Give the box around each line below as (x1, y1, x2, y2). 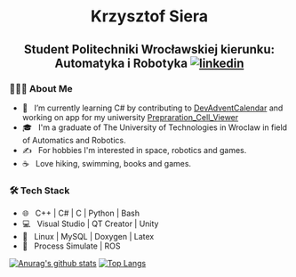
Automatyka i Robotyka (54, 55, 188, 70)
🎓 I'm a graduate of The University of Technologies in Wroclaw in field (21, 122, 287, 133)
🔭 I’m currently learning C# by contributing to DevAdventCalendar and (21, 102, 284, 113)
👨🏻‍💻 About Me (9, 82, 73, 94)
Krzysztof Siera (90, 6, 209, 27)
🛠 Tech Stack (9, 184, 70, 197)
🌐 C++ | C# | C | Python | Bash (21, 208, 140, 219)
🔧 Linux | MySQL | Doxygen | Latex (21, 232, 155, 242)
